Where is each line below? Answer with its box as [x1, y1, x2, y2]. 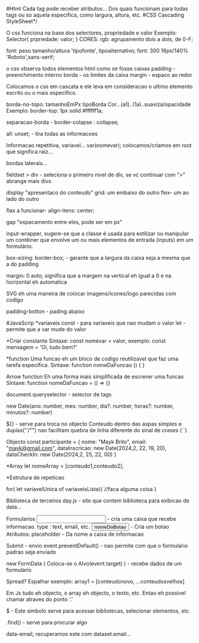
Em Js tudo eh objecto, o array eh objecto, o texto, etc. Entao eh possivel [6, 589, 186, 597]
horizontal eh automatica [6, 278, 67, 285]
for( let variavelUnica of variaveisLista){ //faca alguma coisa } [6, 486, 157, 492]
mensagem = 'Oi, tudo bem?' [6, 344, 77, 350]
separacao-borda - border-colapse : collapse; [6, 119, 119, 126]
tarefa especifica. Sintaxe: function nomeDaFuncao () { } [6, 362, 145, 368]
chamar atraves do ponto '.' [6, 596, 73, 602]
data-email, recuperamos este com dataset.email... [6, 630, 131, 637]
